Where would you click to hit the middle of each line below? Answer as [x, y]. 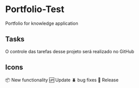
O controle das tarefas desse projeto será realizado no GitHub [70, 51]
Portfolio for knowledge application [42, 23]
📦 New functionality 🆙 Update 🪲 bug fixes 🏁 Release [62, 80]
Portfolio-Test [35, 9]
